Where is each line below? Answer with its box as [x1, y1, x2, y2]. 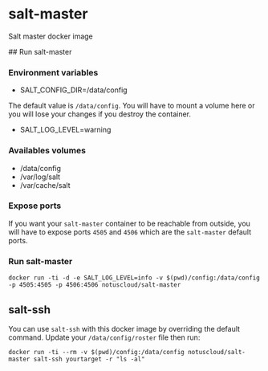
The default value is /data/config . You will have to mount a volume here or [8, 101, 255, 111]
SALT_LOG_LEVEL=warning [19, 125, 112, 135]
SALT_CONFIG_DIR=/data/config [19, 85, 128, 95]
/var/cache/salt [19, 180, 71, 190]
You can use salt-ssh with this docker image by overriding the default [8, 324, 241, 333]
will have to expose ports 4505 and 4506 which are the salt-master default [8, 226, 251, 237]
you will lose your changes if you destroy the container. [8, 109, 191, 119]
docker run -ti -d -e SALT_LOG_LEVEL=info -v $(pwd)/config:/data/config [8, 274, 261, 282]
